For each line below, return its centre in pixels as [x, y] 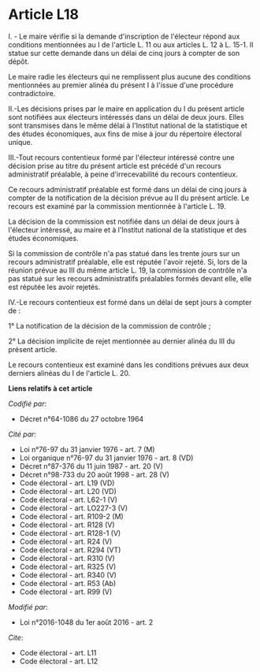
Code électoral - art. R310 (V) [67, 558]
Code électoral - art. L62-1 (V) [69, 499]
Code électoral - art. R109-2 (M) [71, 516]
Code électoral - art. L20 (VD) [68, 491]
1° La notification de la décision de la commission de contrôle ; [110, 325]
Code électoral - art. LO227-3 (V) [74, 508]
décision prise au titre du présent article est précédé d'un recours [115, 165]
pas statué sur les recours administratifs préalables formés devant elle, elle [130, 278]
